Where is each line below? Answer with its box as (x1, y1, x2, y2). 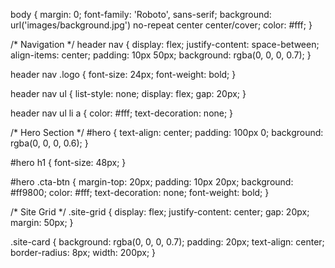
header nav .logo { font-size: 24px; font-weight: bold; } (10, 69, 237, 80)
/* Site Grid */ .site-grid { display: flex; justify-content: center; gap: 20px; (10, 206, 310, 218)
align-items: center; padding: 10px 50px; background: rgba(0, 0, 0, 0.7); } (10, 49, 312, 61)
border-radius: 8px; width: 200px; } (10, 247, 157, 258)
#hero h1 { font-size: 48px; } (10, 157, 127, 168)
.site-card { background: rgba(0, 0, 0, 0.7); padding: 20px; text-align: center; (10, 236, 325, 248)
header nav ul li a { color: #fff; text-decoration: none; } (10, 107, 234, 119)
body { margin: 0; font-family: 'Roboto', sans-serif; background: (10, 9, 272, 20)
